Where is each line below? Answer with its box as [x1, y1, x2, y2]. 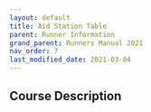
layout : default [9, 13, 71, 23]
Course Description [9, 89, 122, 104]
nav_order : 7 [9, 47, 59, 56]
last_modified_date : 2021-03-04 [9, 55, 131, 64]
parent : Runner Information [9, 30, 116, 39]
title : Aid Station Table [9, 22, 107, 31]
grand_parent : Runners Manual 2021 [9, 38, 144, 48]
